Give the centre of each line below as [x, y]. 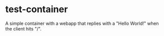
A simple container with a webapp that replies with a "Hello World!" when [82, 23]
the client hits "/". [23, 28]
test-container [37, 9]
